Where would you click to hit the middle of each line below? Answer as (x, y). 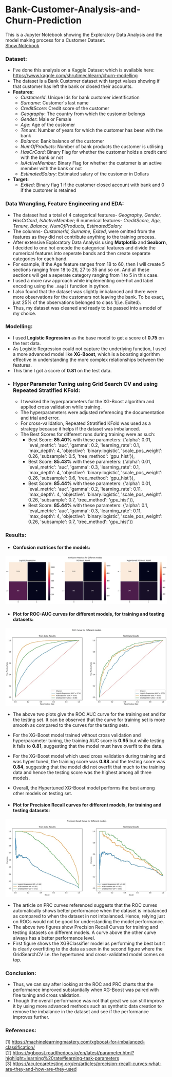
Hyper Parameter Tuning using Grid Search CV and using (85, 384)
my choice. (24, 313)
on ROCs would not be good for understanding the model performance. (88, 922)
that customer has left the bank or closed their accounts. (73, 86)
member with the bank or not (51, 169)
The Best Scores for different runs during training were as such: (88, 434)
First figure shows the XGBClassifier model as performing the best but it (89, 944)
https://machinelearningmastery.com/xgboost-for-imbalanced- (78, 1042)
